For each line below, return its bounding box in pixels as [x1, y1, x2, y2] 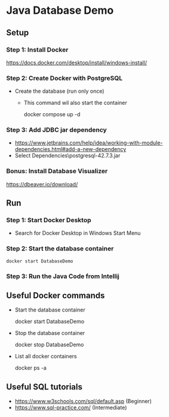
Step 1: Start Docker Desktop [6, 216, 91, 225]
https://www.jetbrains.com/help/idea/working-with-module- [14, 139, 163, 147]
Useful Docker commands [6, 291, 105, 301]
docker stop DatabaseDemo [14, 341, 84, 348]
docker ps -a [14, 364, 47, 371]
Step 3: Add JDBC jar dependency [6, 126, 107, 134]
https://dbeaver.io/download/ [6, 180, 78, 188]
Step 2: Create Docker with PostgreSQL [6, 74, 123, 82]
